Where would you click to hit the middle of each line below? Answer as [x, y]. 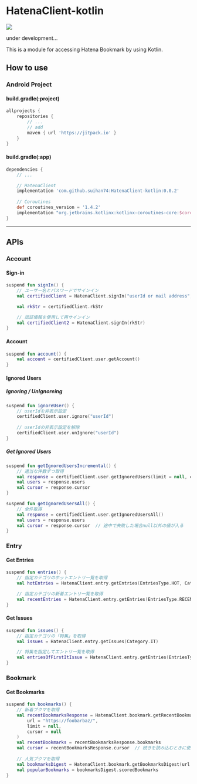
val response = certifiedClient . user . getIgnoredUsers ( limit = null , [102, 477]
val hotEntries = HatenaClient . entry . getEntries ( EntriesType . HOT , [99, 583]
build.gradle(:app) [29, 157]
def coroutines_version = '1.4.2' [59, 207]
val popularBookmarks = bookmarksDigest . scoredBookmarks [88, 770]
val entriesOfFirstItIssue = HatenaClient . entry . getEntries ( [93, 658]
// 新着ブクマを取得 [38, 710]
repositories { [35, 116]
